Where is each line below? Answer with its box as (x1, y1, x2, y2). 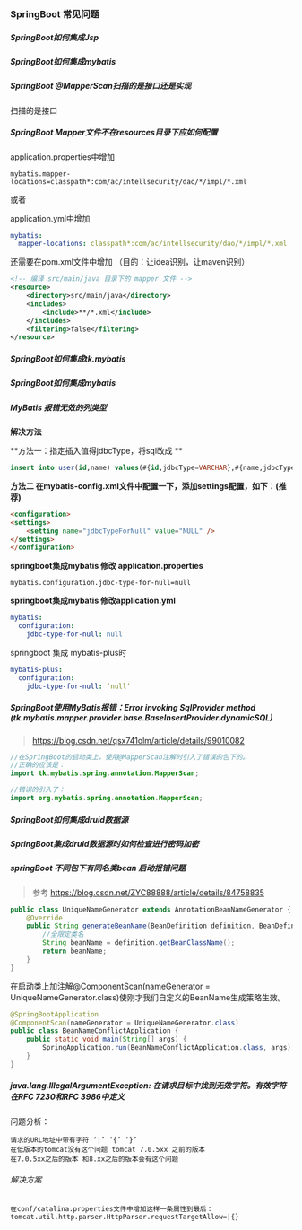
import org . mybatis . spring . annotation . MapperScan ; (10, 794, 203, 803)
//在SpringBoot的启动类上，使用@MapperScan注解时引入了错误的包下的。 (10, 752, 250, 762)
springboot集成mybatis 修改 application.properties (10, 561, 204, 571)
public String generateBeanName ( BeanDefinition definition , (26, 921, 255, 930)
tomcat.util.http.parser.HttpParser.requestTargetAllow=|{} (10, 1212, 240, 1221)
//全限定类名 (42, 930, 84, 939)
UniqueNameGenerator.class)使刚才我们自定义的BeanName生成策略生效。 (10, 991, 281, 1002)
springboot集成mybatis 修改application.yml (10, 595, 176, 606)
